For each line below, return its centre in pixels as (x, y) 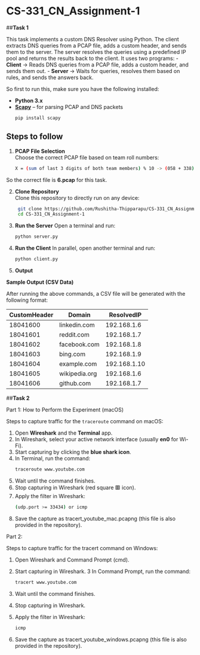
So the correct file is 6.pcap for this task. (57, 180)
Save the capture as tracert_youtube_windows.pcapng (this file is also (101, 639)
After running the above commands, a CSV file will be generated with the (96, 294)
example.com (78, 364)
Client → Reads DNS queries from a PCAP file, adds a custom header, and (98, 65)
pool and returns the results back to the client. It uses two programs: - (93, 58)
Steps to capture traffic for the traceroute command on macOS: (85, 421)
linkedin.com (77, 325)
